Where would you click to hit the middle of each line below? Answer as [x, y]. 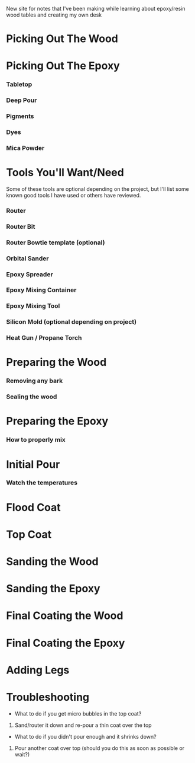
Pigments [20, 116]
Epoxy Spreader [30, 274]
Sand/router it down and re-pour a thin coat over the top [83, 725]
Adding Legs [38, 670]
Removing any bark [35, 381]
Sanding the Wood [52, 562]
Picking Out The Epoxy [63, 66]
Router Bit [21, 226]
